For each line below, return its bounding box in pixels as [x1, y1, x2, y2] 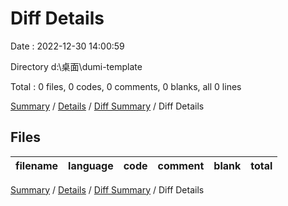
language [68, 158, 114, 172]
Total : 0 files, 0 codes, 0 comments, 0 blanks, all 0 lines [10, 80, 242, 92]
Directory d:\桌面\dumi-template [10, 60, 143, 72]
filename [15, 158, 59, 172]
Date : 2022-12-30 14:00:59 [10, 40, 125, 52]
